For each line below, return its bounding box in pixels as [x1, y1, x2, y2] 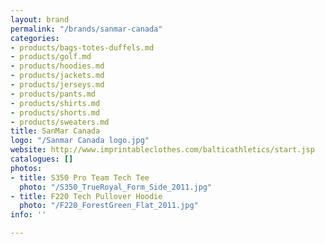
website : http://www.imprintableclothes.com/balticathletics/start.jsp [10, 145, 315, 155]
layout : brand [10, 14, 70, 25]
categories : [10, 33, 60, 43]
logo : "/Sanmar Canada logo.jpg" [10, 136, 150, 146]
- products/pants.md [10, 89, 97, 99]
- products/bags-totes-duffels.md [10, 42, 155, 53]
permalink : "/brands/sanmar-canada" [10, 24, 163, 34]
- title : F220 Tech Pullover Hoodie [10, 191, 163, 201]
